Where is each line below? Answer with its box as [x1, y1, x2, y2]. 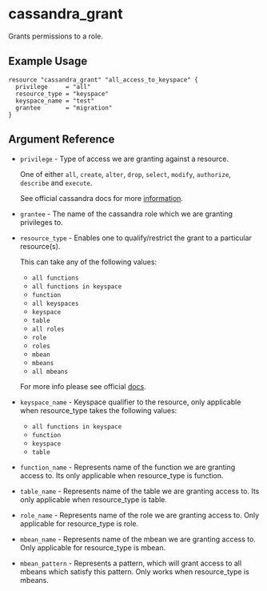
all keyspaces [31, 300, 79, 308]
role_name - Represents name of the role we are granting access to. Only [19, 510, 260, 520]
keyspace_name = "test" [15, 97, 94, 105]
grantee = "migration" [15, 103, 113, 112]
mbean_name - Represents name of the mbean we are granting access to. [19, 534, 256, 544]
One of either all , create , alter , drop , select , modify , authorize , [19, 169, 232, 179]
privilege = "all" [15, 82, 91, 90]
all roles [31, 325, 66, 333]
